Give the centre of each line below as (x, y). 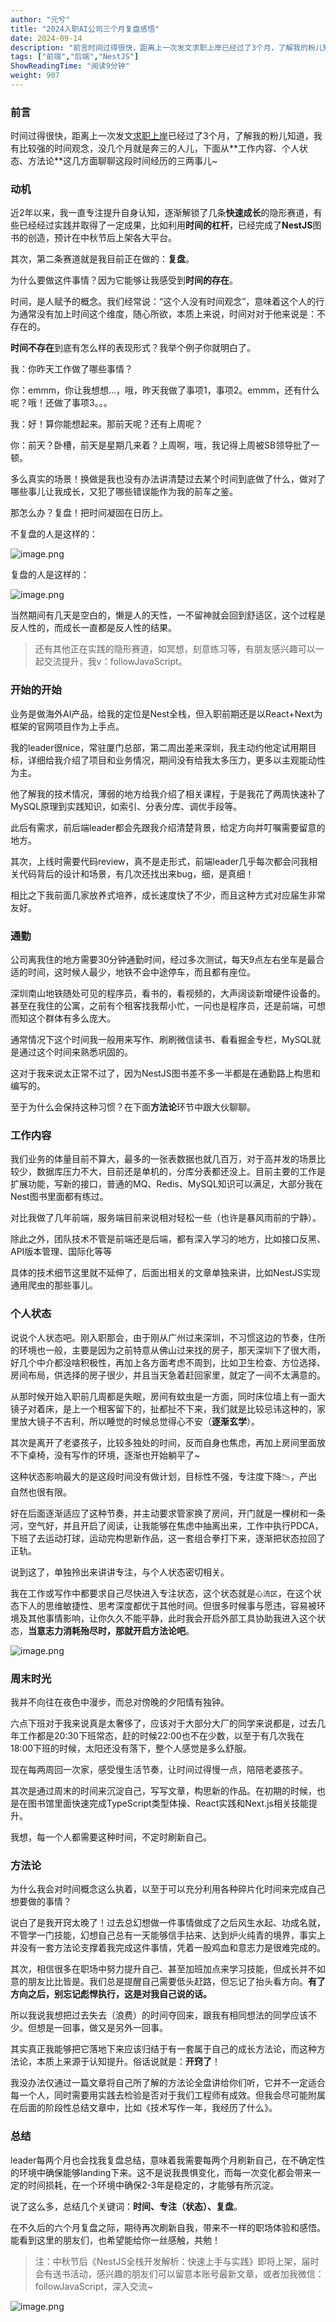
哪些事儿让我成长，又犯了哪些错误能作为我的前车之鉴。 (124, 492)
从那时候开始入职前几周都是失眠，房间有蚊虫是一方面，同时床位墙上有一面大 (168, 1396)
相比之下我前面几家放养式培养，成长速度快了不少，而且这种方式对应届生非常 (168, 895)
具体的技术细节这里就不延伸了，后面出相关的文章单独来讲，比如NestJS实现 (165, 1273)
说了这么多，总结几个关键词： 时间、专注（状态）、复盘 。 (126, 2206)
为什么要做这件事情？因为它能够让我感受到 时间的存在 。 (124, 280)
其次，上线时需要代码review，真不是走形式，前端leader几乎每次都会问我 (160, 861)
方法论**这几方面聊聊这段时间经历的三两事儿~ (122, 161)
